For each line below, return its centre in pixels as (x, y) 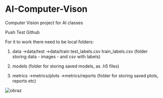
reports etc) (24, 81)
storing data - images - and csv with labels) (56, 56)
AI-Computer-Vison (46, 9)
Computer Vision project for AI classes (44, 23)
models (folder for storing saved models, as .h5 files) (66, 66)
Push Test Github (23, 32)
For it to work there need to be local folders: (50, 42)
